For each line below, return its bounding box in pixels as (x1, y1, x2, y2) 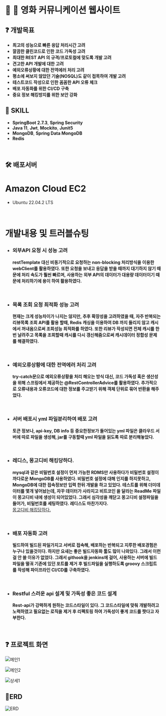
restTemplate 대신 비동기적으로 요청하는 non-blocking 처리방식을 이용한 (12, 259, 155, 265)
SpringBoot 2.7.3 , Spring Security (12, 120, 83, 126)
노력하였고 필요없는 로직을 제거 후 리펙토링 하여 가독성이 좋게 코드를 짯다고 (12, 609, 154, 615)
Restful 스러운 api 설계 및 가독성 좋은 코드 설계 (12, 590, 117, 597)
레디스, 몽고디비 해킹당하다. (12, 457, 74, 464)
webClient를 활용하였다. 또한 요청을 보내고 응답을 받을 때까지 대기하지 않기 (12, 265, 156, 271)
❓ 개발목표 (5, 26, 35, 34)
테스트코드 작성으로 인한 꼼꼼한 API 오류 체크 (12, 79, 98, 85)
